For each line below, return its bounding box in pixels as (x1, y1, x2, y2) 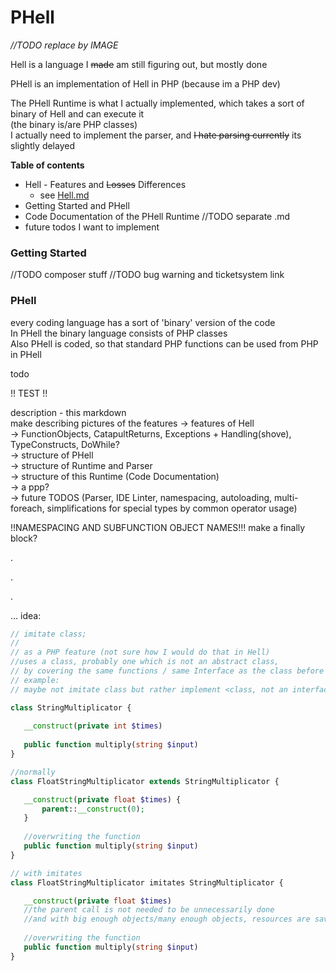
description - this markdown (10, 406, 127, 418)
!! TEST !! (10, 387, 48, 399)
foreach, (10, 502, 45, 514)
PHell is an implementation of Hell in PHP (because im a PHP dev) (10, 77, 281, 90)
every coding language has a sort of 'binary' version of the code (10, 316, 276, 328)
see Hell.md (39, 189, 90, 201)
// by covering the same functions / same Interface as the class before (10, 666, 325, 676)
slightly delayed (10, 139, 75, 151)
